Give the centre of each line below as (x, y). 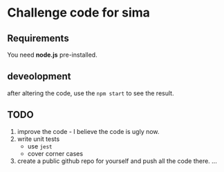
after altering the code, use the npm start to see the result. (91, 93)
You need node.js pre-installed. (53, 55)
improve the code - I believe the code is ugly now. (88, 131)
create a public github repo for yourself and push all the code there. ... (117, 161)
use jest (40, 146)
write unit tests (38, 139)
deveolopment (39, 76)
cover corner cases (55, 153)
